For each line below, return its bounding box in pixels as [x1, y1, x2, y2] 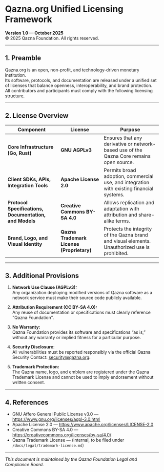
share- [138, 211, 155, 218]
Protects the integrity [103, 225, 152, 232]
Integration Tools [7, 182, 48, 189]
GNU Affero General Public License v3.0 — [12, 411, 99, 417]
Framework [5, 14, 52, 25]
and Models [7, 217, 36, 224]
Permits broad [103, 167, 136, 173]
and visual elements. [103, 237, 151, 244]
